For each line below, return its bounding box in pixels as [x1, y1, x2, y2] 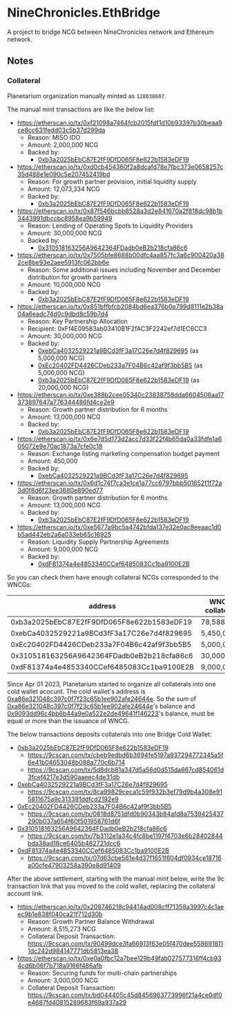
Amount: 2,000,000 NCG [27, 140, 99, 149]
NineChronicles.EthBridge [7, 5, 161, 21]
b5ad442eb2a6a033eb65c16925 [17, 530, 112, 538]
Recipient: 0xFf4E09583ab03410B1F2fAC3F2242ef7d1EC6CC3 [27, 324, 207, 333]
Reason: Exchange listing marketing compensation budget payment [27, 449, 220, 457]
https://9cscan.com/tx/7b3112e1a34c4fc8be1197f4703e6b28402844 [27, 832, 223, 840]
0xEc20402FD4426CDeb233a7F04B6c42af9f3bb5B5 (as [37, 361, 203, 369]
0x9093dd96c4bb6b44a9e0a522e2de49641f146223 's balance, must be [7, 709, 215, 718]
